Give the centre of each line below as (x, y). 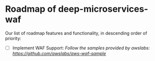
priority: (13, 38)
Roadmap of (31, 9)
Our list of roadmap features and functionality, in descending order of (76, 33)
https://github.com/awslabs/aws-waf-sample (59, 53)
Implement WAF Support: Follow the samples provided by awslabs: (81, 48)
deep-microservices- (103, 9)
